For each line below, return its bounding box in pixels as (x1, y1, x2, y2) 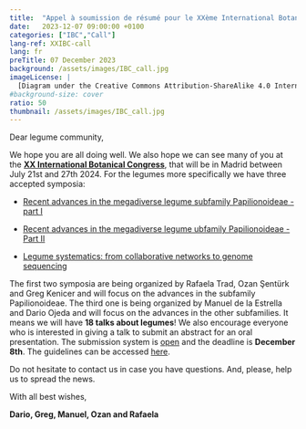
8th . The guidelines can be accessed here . (9, 346, 170, 357)
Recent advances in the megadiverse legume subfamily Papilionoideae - (22, 196, 294, 207)
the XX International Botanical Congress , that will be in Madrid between (9, 159, 282, 170)
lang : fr (9, 47, 43, 57)
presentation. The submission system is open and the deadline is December (9, 337, 296, 348)
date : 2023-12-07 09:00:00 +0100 (9, 22, 145, 31)
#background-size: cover (9, 89, 104, 99)
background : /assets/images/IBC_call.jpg (9, 65, 169, 74)
